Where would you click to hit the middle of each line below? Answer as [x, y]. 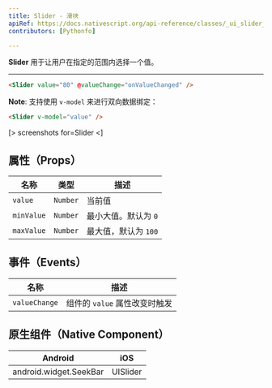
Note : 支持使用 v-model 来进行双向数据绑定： [83, 101]
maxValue [29, 231]
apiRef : [21, 24]
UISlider [127, 372]
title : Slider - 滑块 [44, 16]
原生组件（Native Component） [89, 335]
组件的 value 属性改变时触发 [119, 303]
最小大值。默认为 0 [122, 216]
